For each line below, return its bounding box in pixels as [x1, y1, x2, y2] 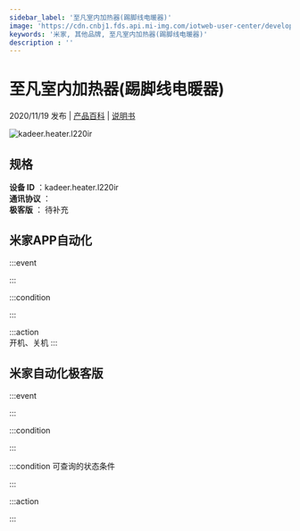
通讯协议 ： [9, 193, 51, 204]
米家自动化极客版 [9, 366, 104, 381]
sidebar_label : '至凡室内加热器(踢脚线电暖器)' [9, 13, 172, 22]
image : [9, 21, 34, 30]
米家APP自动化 [9, 233, 92, 249]
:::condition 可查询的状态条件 [9, 460, 116, 471]
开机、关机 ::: [9, 337, 58, 348]
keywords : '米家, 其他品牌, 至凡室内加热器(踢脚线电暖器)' [9, 29, 208, 38]
